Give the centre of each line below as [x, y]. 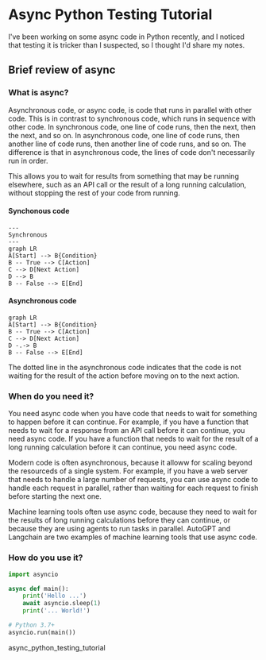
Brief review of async [62, 70]
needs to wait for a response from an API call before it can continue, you [127, 430]
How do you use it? [46, 558]
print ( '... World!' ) [56, 611]
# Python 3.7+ [32, 625]
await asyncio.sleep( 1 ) [62, 604]
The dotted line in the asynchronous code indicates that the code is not [125, 368]
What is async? [39, 93]
